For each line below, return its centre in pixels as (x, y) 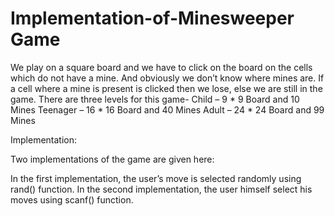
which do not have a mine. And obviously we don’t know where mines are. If (167, 78)
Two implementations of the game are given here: (112, 159)
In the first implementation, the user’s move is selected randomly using (156, 178)
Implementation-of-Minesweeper (152, 18)
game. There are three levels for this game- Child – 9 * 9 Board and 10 (155, 99)
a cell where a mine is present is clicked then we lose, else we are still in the (166, 88)
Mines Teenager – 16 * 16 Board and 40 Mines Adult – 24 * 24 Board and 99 (167, 109)
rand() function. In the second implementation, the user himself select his (161, 189)
